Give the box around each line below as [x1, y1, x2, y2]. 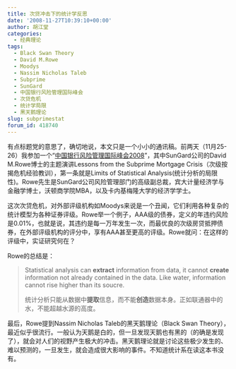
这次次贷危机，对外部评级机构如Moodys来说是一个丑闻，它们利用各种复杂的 [7, 201, 230, 210]
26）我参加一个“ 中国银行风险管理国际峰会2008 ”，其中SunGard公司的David [7, 151, 227, 159]
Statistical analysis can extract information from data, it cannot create [24, 265, 230, 274]
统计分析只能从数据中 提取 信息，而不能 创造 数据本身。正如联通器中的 [24, 295, 223, 303]
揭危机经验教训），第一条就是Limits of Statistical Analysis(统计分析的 [7, 169, 206, 177]
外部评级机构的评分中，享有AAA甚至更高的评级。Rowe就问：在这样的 [25, 227, 228, 236]
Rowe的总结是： [7, 251, 55, 260]
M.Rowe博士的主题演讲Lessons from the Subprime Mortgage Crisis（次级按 [7, 159, 228, 168]
